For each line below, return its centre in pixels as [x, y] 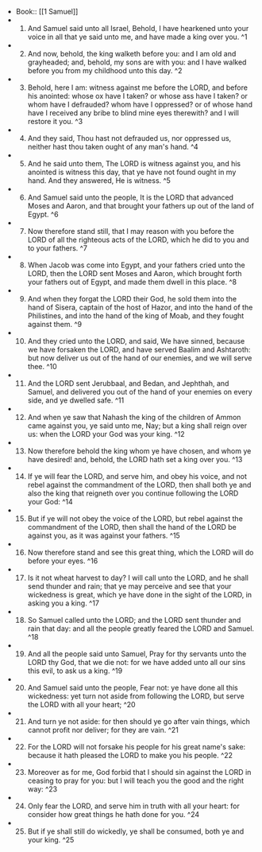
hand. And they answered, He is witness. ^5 [99, 181]
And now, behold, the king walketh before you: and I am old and [132, 54]
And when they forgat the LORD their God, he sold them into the [132, 299]
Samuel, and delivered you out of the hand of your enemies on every [140, 392]
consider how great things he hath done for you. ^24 [114, 814]
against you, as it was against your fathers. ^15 [104, 535]
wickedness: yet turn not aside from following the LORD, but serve [136, 696]
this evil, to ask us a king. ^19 [75, 671]
